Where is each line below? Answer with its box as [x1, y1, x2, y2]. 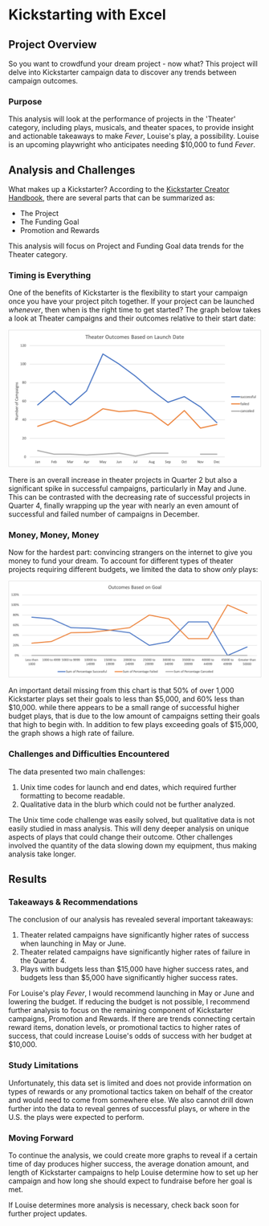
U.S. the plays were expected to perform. [8, 1112, 145, 1122]
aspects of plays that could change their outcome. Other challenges [8, 832, 233, 841]
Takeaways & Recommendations [8, 896, 138, 907]
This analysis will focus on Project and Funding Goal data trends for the [8, 241, 244, 251]
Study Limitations [8, 1060, 79, 1071]
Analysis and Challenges [8, 163, 136, 177]
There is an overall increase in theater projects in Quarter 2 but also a [8, 476, 238, 485]
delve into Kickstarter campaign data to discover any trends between [8, 67, 237, 77]
